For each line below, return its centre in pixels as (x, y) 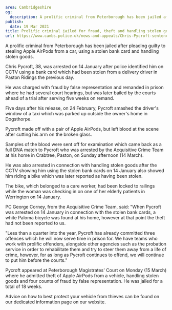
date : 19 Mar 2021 (30, 26)
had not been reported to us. (36, 223)
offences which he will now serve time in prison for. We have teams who (81, 239)
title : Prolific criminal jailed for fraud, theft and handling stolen (83, 31)
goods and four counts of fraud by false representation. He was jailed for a (84, 281)
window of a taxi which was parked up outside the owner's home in (76, 114)
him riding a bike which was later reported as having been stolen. (74, 176)
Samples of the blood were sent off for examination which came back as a (84, 144)
